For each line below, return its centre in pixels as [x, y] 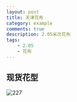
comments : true [25, 29]
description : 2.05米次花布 [38, 35]
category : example [29, 23]
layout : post [23, 12]
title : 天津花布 [25, 18]
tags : [13, 40]
